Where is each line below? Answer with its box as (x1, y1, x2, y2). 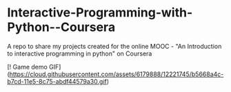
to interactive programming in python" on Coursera (7, 49, 152, 58)
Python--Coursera (7, 19, 116, 35)
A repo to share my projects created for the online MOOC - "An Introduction (7, 42, 222, 50)
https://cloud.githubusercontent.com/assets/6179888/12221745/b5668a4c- (9, 70, 224, 78)
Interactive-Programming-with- (7, 5, 193, 21)
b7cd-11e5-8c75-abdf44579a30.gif (7, 77, 107, 85)
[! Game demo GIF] (7, 62, 61, 71)
